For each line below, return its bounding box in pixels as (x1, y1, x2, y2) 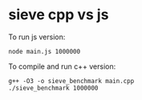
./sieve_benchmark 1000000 (8, 84, 99, 92)
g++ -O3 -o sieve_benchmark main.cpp (8, 77, 135, 85)
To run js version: (8, 32, 66, 42)
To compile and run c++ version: (8, 62, 116, 71)
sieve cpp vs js (8, 6, 109, 24)
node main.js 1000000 (8, 47, 81, 55)
